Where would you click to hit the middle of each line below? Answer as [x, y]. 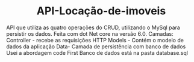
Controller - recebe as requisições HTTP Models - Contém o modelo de [95, 40]
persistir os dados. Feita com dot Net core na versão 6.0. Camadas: [90, 33]
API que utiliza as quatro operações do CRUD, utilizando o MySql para [93, 27]
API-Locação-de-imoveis [101, 11]
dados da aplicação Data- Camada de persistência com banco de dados [96, 46]
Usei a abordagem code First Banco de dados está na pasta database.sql [97, 52]
